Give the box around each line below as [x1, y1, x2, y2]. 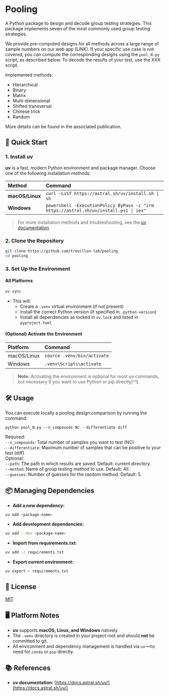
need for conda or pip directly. [12, 649, 74, 655]
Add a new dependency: [12, 502, 65, 509]
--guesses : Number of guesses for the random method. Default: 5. [5, 471, 142, 477]
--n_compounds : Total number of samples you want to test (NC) [5, 439, 134, 445]
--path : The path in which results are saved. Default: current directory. [5, 460, 151, 467]
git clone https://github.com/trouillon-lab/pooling [5, 248, 118, 254]
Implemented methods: [5, 72, 53, 78]
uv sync [5, 289, 22, 294]
